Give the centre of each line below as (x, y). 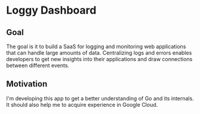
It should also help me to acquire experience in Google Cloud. (82, 104)
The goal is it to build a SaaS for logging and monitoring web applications (96, 46)
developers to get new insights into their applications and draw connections (99, 59)
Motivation (27, 84)
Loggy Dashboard (51, 10)
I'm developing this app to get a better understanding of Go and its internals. (100, 98)
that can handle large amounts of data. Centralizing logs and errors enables (99, 53)
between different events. (38, 65)
